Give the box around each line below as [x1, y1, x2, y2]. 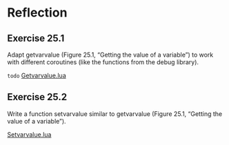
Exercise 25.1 [7, 32, 65, 44]
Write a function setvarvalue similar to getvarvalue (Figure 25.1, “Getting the [7, 109, 223, 118]
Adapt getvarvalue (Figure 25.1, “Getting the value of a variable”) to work [7, 50, 214, 59]
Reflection [7, 5, 68, 21]
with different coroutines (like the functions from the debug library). [7, 58, 199, 66]
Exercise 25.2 [7, 91, 68, 103]
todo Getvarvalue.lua [7, 71, 67, 79]
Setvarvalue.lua [7, 130, 52, 139]
